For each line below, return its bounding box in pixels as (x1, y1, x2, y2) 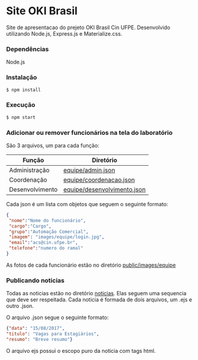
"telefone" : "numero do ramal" (8, 245, 84, 251)
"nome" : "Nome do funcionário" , (8, 217, 86, 223)
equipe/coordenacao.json (63, 175, 135, 184)
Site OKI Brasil (6, 4, 78, 18)
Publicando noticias (6, 276, 65, 285)
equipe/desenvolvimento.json (63, 185, 146, 194)
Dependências (6, 45, 49, 53)
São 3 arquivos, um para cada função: (6, 141, 100, 149)
